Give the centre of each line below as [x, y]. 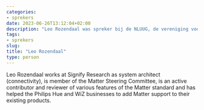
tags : [13, 35]
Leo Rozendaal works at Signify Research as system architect [83, 74]
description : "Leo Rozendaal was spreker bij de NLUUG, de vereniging [97, 29]
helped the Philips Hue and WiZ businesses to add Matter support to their [98, 94]
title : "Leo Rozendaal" [36, 52]
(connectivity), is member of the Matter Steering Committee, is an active [97, 81]
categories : [21, 12]
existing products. [29, 100]
